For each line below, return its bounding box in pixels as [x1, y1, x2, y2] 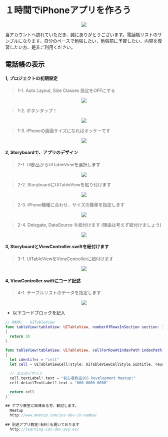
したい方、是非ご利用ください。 [9, 44, 75, 50]
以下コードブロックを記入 [12, 310, 65, 316]
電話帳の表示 [5, 60, 45, 69]
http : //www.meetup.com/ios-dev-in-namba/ [9, 412, 97, 417]
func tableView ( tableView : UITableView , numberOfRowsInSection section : [5, 324, 160, 330]
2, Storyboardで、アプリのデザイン [5, 149, 78, 156]
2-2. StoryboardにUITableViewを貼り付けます [17, 181, 111, 187]
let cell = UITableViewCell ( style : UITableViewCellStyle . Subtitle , [9, 362, 153, 367]
